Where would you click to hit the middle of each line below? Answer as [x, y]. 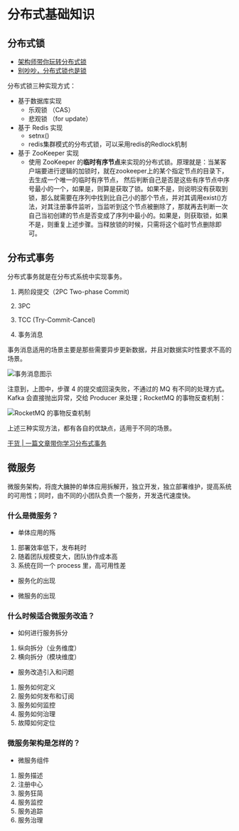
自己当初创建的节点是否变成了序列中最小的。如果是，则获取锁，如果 [128, 215]
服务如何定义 [36, 687]
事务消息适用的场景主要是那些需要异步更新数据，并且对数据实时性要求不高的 [119, 350]
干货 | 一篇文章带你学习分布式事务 [57, 443]
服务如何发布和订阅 [46, 696]
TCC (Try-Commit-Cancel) [57, 320]
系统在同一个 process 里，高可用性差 [72, 565]
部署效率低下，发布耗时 [52, 547]
